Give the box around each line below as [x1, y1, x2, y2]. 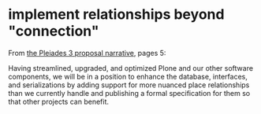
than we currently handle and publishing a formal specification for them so [8, 88, 251, 97]
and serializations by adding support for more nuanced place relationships [8, 80, 250, 90]
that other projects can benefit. [8, 97, 109, 106]
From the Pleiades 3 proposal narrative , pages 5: [8, 48, 166, 57]
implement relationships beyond [8, 6, 225, 24]
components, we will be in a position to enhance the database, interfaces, [8, 72, 248, 81]
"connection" [8, 22, 99, 40]
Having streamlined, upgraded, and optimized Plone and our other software [8, 63, 254, 72]
